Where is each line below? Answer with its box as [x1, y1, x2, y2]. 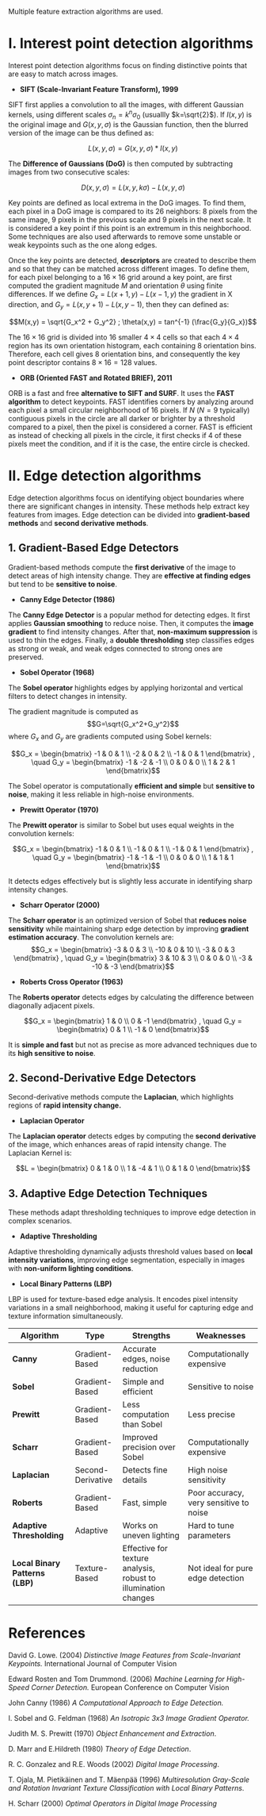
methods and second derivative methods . [8, 518, 149, 528]
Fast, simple [122, 1497, 168, 1508]
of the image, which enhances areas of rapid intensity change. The [8, 1140, 227, 1150]
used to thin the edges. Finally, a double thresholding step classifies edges [8, 635, 255, 645]
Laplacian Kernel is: [8, 1148, 73, 1158]
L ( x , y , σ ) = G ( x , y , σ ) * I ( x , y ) [88, 144, 178, 153]
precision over [122, 1442, 176, 1453]
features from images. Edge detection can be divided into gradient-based [8, 509, 250, 519]
